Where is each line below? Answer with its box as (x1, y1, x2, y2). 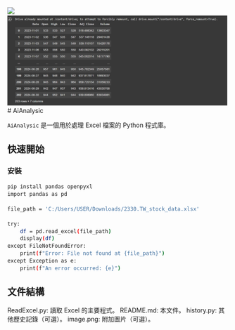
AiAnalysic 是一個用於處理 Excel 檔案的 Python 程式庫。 (7, 121, 170, 129)
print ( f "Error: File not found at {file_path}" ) (20, 250, 165, 257)
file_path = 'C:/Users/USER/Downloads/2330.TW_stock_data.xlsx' (7, 205, 200, 213)
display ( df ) (20, 235, 55, 242)
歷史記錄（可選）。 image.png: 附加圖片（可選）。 (13, 315, 155, 323)
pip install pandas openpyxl (7, 183, 93, 190)
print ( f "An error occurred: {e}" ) (20, 265, 121, 272)
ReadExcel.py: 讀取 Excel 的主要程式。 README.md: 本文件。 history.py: (7, 305, 217, 315)
